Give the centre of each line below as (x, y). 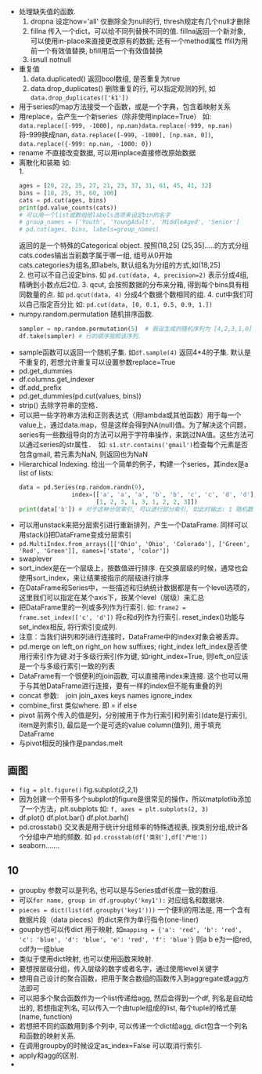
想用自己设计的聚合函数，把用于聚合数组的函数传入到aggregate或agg (131, 978)
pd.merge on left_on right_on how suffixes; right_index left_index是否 (129, 646)
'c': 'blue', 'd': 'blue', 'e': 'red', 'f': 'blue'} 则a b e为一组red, (135, 939)
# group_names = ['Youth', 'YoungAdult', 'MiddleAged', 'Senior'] (129, 222)
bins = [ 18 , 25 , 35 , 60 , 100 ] (68, 193)
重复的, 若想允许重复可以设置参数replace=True (100, 362)
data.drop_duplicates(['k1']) (80, 98)
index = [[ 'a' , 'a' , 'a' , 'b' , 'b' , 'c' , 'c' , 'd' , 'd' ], (164, 494)
